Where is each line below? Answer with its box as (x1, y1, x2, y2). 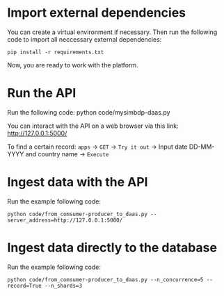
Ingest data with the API (7, 174, 148, 190)
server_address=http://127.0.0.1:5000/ (7, 217, 123, 224)
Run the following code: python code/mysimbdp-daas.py (7, 108, 170, 116)
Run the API (7, 85, 77, 101)
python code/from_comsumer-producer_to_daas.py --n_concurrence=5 (7, 276, 204, 283)
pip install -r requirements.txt (7, 49, 104, 56)
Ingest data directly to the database (7, 240, 218, 255)
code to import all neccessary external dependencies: (7, 35, 162, 43)
